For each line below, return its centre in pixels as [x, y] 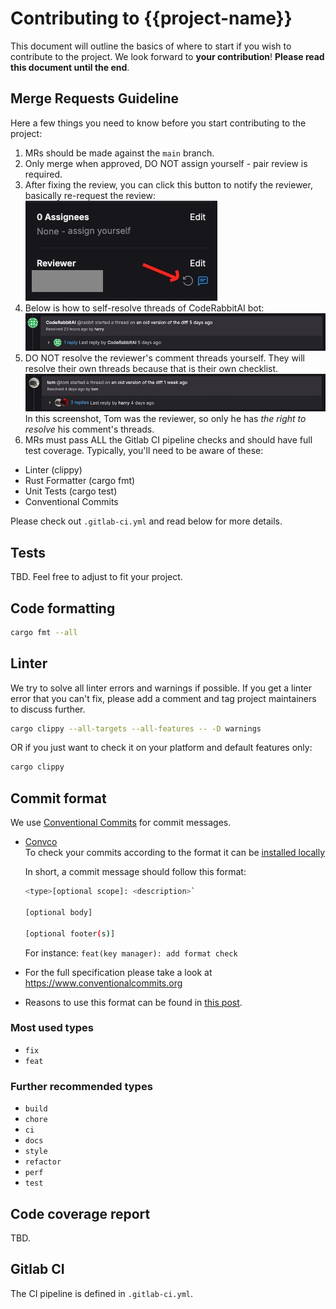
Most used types [52, 1028]
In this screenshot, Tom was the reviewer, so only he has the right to [165, 419]
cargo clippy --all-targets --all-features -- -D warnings [136, 728]
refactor [43, 1162]
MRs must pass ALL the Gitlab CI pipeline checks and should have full [168, 440]
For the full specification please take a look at [118, 972]
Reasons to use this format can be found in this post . [133, 1002]
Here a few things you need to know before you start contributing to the [158, 123]
